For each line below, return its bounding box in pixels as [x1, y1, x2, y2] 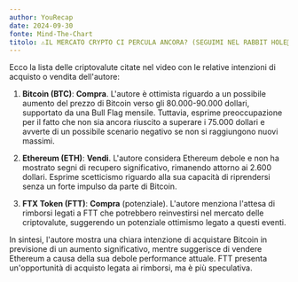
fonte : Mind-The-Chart [9, 29, 93, 38]
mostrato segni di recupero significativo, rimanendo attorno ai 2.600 [21, 162, 272, 173]
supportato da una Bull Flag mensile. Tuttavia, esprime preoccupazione [21, 107, 283, 118]
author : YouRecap [9, 12, 74, 22]
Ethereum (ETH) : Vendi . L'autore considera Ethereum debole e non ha [21, 153, 279, 164]
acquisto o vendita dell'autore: [9, 72, 120, 82]
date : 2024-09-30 [9, 21, 74, 30]
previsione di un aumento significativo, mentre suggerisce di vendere [9, 244, 263, 255]
